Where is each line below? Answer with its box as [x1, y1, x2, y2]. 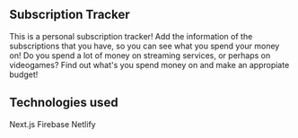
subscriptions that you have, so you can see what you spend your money [9, 40, 280, 51]
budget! [9, 69, 39, 80]
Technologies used [9, 95, 118, 110]
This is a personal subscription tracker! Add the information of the [9, 30, 253, 41]
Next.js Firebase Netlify [9, 118, 96, 129]
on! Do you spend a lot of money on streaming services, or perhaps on [9, 49, 271, 61]
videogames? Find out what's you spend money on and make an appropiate [9, 59, 290, 70]
